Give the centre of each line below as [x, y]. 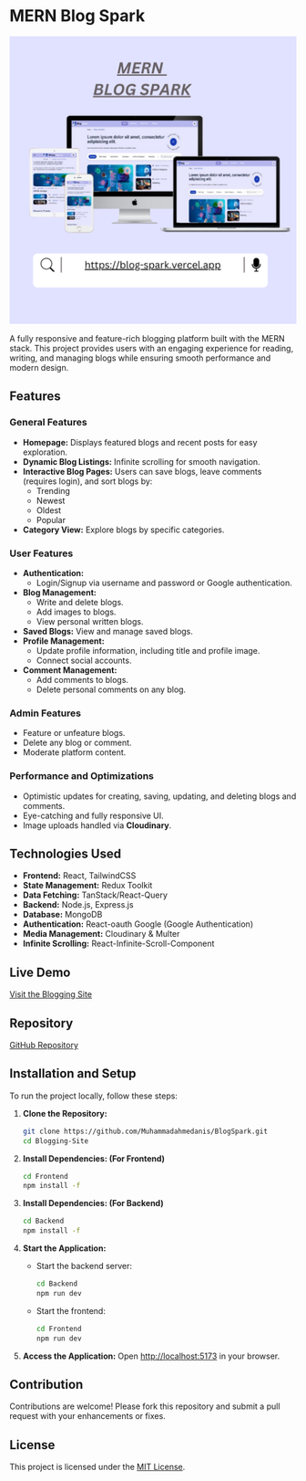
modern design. [39, 367]
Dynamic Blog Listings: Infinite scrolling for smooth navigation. [142, 461]
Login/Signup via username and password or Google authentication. [164, 583]
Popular [51, 520]
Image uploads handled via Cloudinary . [97, 825]
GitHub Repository [44, 1045]
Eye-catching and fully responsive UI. [93, 815]
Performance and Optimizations [82, 776]
